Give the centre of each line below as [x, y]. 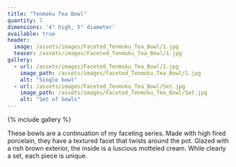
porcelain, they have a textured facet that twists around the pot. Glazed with [118, 141]
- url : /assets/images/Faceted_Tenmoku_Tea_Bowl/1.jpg [96, 67]
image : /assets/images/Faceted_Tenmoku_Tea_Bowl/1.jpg [96, 47]
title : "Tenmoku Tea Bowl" [47, 14]
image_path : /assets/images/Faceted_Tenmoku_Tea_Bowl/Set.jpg [114, 93]
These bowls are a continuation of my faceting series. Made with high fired [117, 133]
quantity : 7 [25, 21]
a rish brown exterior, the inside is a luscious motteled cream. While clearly [117, 148]
